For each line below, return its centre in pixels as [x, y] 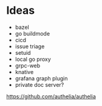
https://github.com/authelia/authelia [51, 96]
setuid [23, 52]
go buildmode [32, 33]
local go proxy [33, 59]
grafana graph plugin [41, 78]
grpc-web [28, 65]
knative [24, 72]
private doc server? [39, 84]
